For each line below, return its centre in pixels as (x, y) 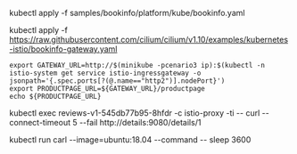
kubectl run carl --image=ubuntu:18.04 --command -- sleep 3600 (130, 140)
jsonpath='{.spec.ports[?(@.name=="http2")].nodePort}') (117, 81)
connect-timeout (40, 122)
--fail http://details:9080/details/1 (140, 122)
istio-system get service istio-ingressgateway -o (105, 73)
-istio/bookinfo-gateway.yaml (63, 49)
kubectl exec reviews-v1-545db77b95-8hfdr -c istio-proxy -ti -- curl (135, 113)
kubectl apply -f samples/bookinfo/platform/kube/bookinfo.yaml (127, 13)
